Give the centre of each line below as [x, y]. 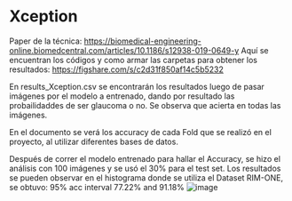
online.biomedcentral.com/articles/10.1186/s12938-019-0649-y [124, 50]
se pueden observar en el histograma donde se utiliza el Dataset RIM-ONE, [146, 177]
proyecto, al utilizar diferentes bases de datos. [94, 141]
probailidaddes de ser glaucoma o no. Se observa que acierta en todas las [145, 105]
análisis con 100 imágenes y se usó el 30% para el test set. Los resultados [145, 168]
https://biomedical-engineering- [143, 41]
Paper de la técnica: [46, 41]
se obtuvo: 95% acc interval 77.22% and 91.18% [97, 187]
